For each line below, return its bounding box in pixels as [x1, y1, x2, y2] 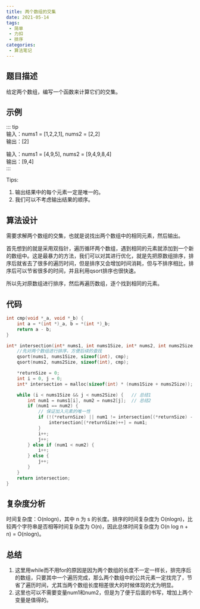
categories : [6, 42, 36, 48]
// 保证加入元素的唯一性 [37, 409, 91, 415]
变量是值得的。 [14, 596, 52, 604]
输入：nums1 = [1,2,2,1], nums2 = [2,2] [6, 131, 100, 138]
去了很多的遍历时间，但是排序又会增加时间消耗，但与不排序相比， [26, 260, 189, 267]
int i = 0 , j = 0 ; [17, 375, 62, 382]
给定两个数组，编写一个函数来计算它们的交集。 [6, 88, 121, 95]
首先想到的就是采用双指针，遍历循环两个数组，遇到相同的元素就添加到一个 [6, 245, 189, 252]
